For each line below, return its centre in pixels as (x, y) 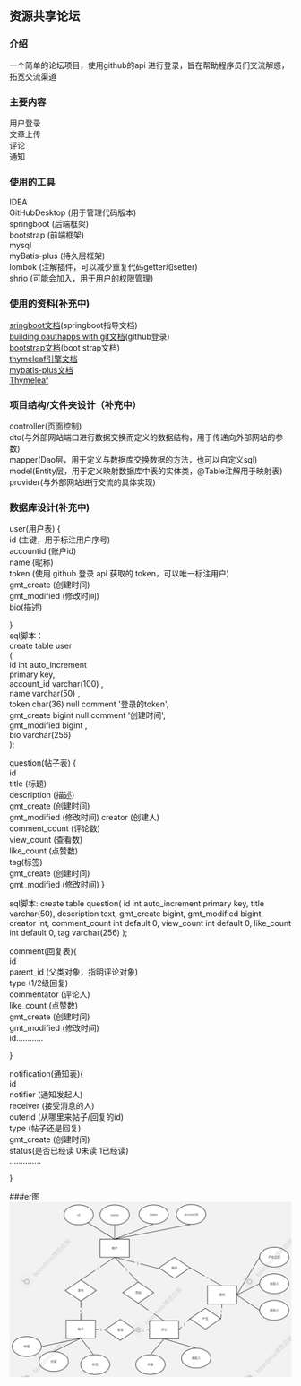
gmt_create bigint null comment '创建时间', (87, 715)
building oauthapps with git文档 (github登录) (90, 336)
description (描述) (42, 795)
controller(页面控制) (46, 426)
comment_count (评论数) (55, 828)
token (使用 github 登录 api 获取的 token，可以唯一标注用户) (120, 574)
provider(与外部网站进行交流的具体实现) (83, 481)
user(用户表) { (35, 529)
